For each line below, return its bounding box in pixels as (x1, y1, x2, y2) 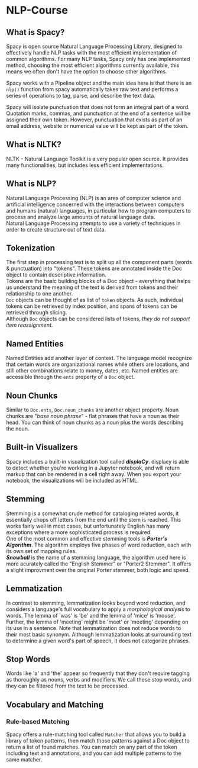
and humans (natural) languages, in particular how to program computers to (6, 207, 191, 214)
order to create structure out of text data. (6, 226, 106, 233)
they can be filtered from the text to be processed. (6, 682, 129, 690)
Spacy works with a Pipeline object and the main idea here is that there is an (6, 79, 192, 86)
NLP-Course (6, 4, 68, 17)
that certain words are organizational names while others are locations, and (6, 361, 190, 368)
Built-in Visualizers (6, 442, 78, 452)
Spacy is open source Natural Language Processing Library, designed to (6, 43, 183, 50)
